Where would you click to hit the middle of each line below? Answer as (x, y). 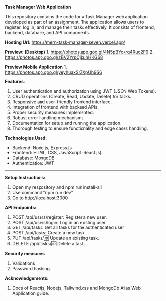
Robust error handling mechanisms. (48, 118)
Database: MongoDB (33, 158)
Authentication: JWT (33, 163)
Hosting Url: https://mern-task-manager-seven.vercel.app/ (65, 42)
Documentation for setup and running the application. (67, 123)
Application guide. (31, 293)
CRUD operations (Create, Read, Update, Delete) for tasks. (72, 97)
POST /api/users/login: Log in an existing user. (60, 222)
